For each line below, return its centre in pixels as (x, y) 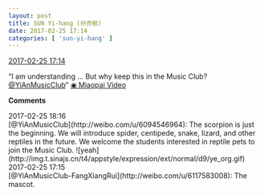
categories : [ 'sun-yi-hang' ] (61, 38)
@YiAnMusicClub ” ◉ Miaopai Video (67, 85)
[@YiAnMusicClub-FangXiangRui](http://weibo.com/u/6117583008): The (128, 176)
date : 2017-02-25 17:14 (48, 30)
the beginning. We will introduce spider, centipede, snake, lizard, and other (132, 133)
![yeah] (87, 150)
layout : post (30, 16)
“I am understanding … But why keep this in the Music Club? (108, 76)
